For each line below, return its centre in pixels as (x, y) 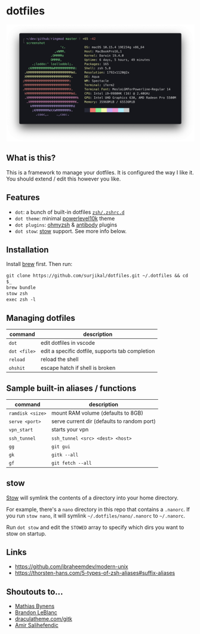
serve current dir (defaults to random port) (104, 421)
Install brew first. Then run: (39, 264)
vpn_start (21, 430)
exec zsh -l (21, 300)
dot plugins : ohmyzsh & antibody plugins (66, 225)
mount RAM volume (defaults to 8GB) (97, 413)
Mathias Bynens (35, 606)
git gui (61, 446)
